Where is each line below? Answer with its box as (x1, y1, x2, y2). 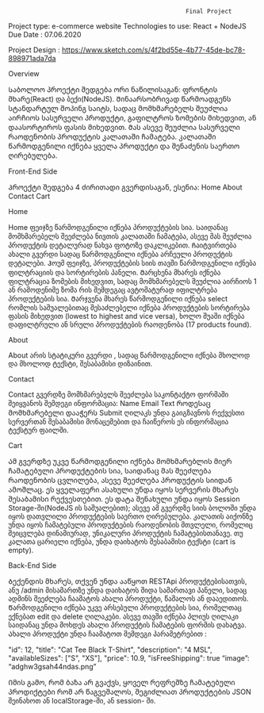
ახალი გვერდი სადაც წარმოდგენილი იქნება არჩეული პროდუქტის (8, 250, 233, 259)
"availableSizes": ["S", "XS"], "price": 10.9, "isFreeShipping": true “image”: (8, 654, 250, 662)
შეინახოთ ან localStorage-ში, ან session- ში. (8, 696, 156, 705)
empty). (8, 546, 34, 554)
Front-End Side (8, 167, 58, 176)
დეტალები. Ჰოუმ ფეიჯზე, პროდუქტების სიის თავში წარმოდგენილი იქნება (8, 259, 257, 267)
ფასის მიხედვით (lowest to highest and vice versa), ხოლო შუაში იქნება (8, 312, 245, 320)
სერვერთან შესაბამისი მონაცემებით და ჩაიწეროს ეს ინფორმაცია (8, 417, 229, 426)
